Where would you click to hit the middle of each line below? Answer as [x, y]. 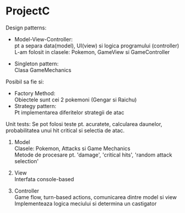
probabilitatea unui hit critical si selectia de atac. [65, 130]
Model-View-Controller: [43, 39]
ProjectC [28, 11]
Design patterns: [26, 28]
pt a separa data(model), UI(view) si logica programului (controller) [97, 46]
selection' [26, 161]
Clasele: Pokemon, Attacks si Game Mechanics [72, 148]
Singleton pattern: [37, 64]
